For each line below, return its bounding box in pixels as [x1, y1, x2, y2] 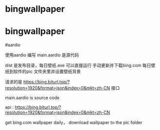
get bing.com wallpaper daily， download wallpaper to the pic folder [5, 120, 142, 126]
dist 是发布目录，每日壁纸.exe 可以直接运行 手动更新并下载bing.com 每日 [5, 63, 151, 68]
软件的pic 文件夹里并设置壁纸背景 [13, 68, 81, 74]
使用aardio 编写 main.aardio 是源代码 [5, 52, 79, 58]
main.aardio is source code [5, 95, 60, 101]
